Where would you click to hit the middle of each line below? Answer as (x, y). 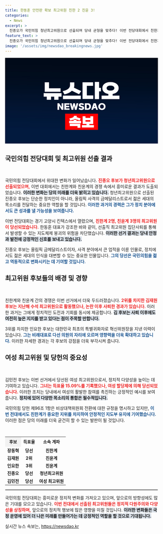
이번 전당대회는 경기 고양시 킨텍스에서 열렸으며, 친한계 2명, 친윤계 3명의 (73, 221)
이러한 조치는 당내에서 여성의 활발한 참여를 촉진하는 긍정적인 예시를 (83, 392)
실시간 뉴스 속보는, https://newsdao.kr (42, 526)
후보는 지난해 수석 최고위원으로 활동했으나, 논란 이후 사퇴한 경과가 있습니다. (75, 306)
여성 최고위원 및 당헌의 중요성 (46, 358)
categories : (17, 15)
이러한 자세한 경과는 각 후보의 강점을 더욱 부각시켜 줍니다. (66, 341)
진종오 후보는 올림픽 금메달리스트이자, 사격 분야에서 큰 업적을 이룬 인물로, (74, 250)
